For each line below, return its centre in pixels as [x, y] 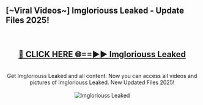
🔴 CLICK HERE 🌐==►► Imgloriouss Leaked [102, 54]
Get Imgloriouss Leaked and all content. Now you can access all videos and [102, 76]
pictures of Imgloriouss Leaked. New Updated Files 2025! [102, 82]
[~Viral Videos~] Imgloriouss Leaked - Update [95, 11]
